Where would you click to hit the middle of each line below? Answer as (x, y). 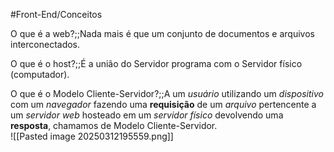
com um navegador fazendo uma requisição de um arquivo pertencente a (163, 104)
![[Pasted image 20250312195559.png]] (92, 136)
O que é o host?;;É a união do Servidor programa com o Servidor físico (156, 63)
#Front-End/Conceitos (56, 14)
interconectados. (45, 44)
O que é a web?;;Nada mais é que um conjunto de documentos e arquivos (162, 33)
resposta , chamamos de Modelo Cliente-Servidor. (114, 125)
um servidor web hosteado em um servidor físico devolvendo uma (147, 115)
